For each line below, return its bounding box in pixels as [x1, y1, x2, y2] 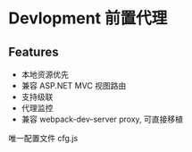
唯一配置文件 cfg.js [8, 133, 79, 143]
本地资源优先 [21, 69, 69, 80]
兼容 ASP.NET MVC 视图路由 [21, 80, 127, 90]
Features [8, 44, 59, 59]
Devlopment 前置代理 [8, 8, 168, 29]
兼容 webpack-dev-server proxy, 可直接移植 [21, 114, 184, 124]
